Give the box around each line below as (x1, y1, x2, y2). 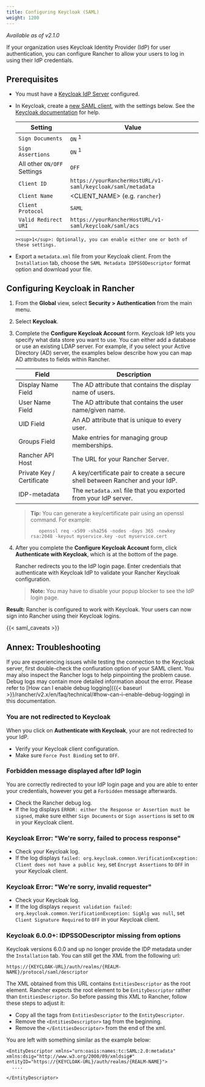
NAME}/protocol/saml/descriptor (6, 969, 88, 975)
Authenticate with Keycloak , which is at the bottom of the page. (15, 551, 178, 558)
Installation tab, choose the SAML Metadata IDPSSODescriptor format (15, 259, 191, 267)
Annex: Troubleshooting (6, 642, 101, 653)
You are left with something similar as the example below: (6, 1036, 151, 1043)
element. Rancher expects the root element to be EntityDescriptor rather (6, 986, 191, 993)
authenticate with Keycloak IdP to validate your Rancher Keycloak (15, 569, 180, 577)
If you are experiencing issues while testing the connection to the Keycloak (6, 658, 195, 665)
